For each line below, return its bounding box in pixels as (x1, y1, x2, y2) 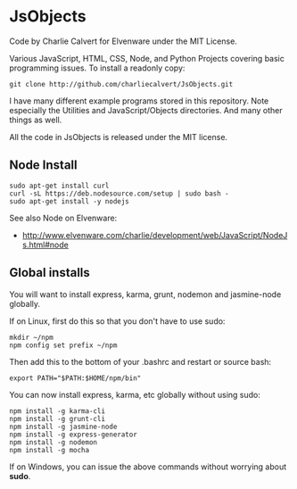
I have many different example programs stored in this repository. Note (9, 95, 269, 106)
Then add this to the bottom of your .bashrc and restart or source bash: (9, 356, 272, 367)
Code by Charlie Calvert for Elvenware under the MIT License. (9, 36, 238, 46)
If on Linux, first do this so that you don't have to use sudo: (9, 315, 226, 327)
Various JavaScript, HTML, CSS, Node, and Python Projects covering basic (9, 53, 285, 63)
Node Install (9, 158, 78, 173)
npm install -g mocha (9, 445, 90, 454)
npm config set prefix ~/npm (9, 341, 118, 350)
